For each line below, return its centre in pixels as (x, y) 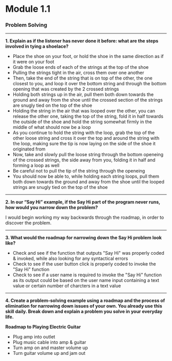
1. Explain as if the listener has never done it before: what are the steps (82, 41)
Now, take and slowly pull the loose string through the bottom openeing (88, 155)
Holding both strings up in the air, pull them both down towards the (83, 94)
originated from (29, 149)
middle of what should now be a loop (52, 127)
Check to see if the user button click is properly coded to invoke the (84, 264)
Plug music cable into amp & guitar (49, 343)
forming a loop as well (36, 165)
